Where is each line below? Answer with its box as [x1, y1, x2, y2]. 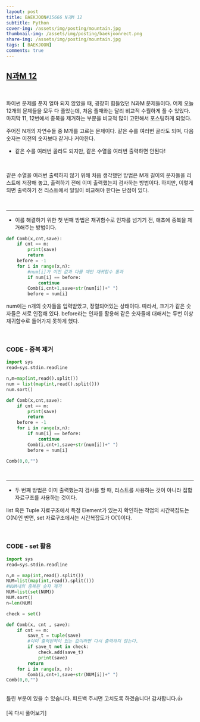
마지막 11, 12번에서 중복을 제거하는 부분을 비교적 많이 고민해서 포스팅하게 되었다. [6, 114, 192, 122]
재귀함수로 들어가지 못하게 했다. [6, 317, 80, 325]
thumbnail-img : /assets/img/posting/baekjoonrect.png [6, 31, 143, 37]
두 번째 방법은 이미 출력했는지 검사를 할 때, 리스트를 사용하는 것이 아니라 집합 [14, 487, 193, 494]
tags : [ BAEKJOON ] [6, 42, 52, 48]
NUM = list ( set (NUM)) [6, 589, 55, 595]
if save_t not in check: [27, 644, 89, 650]
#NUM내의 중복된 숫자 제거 [6, 584, 62, 590]
